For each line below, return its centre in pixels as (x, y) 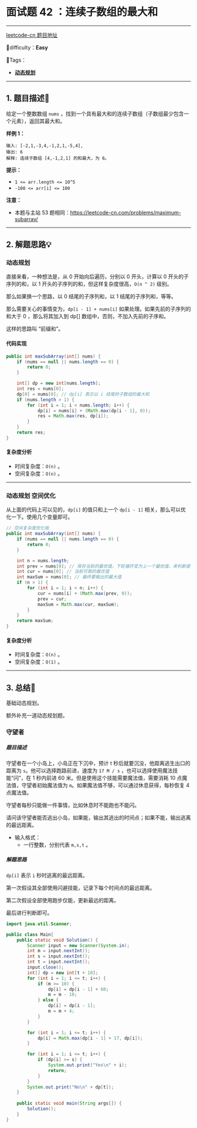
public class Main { (30, 935)
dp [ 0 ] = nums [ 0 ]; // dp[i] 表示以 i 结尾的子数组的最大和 (83, 394)
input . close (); (46, 967)
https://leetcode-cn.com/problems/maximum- (126, 212)
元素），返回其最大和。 (38, 121)
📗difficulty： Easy (27, 47)
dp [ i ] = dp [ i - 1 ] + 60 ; (78, 989)
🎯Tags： (16, 60)
